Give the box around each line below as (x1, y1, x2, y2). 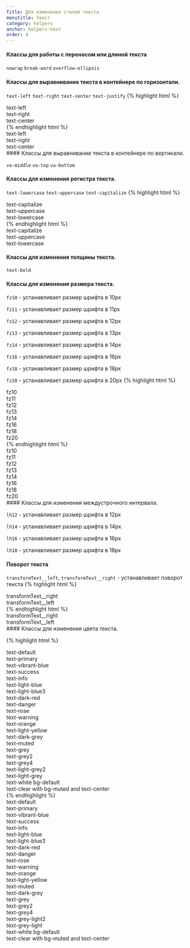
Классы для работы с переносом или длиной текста (6, 50, 147, 58)
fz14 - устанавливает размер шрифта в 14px (6, 341, 122, 349)
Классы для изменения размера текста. (6, 280, 114, 288)
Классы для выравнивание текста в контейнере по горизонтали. (6, 78, 180, 86)
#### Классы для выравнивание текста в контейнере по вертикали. (6, 149, 185, 157)
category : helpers (6, 20, 53, 26)
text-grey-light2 (6, 916, 46, 923)
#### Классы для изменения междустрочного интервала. (6, 499, 158, 507)
